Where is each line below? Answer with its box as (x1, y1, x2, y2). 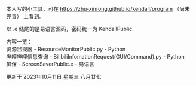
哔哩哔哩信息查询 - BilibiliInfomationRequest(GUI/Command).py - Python (6, 53, 185, 60)
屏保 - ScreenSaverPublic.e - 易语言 (6, 60, 94, 67)
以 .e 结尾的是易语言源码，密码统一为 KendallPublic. (6, 26, 134, 32)
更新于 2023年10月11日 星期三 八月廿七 (6, 73, 102, 80)
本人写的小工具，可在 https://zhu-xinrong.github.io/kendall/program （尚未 (6, 5, 190, 12)
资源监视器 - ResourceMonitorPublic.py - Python (6, 45, 126, 53)
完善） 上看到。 (6, 13, 45, 20)
